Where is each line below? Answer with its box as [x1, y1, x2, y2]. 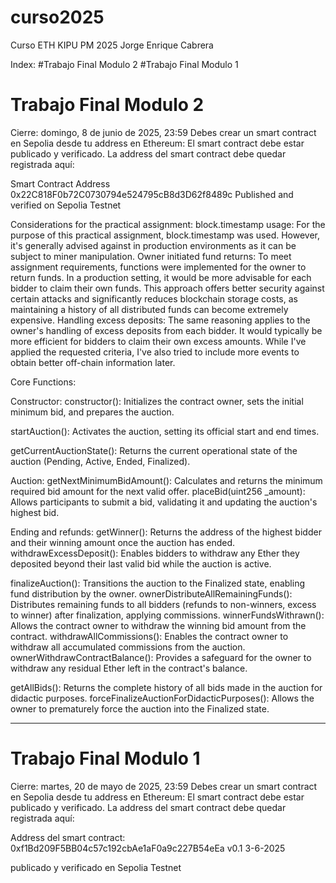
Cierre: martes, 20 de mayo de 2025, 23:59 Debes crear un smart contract [10, 780, 318, 792]
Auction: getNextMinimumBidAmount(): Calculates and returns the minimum [10, 474, 323, 486]
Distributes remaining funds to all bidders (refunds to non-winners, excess [10, 598, 317, 610]
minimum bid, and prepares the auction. [10, 406, 175, 418]
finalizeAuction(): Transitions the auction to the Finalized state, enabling [10, 577, 306, 589]
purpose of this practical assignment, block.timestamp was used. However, [10, 229, 321, 241]
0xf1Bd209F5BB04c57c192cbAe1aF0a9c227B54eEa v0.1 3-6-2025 [10, 842, 286, 854]
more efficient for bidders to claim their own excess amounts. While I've [10, 335, 307, 347]
